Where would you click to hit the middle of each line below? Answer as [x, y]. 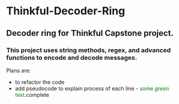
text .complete [32, 94]
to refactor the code [40, 82]
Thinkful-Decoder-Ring [66, 11]
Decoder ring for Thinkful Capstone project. [90, 33]
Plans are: [19, 71]
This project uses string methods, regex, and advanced [89, 50]
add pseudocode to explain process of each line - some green [92, 88]
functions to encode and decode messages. [72, 57]
